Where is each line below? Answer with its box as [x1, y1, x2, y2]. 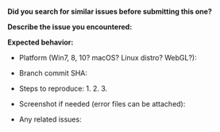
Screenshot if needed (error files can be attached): [18, 99, 186, 108]
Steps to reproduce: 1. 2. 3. [18, 83, 108, 93]
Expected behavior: [7, 37, 74, 47]
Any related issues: [18, 115, 82, 124]
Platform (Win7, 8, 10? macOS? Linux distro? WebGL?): [18, 53, 198, 62]
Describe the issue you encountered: [7, 22, 133, 31]
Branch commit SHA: [18, 68, 88, 78]
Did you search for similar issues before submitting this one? [7, 7, 212, 16]
